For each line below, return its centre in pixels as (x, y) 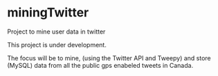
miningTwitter (48, 13)
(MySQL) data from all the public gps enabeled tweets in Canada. (100, 65)
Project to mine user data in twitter (56, 31)
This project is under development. (57, 45)
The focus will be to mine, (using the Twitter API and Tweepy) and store (109, 58)
